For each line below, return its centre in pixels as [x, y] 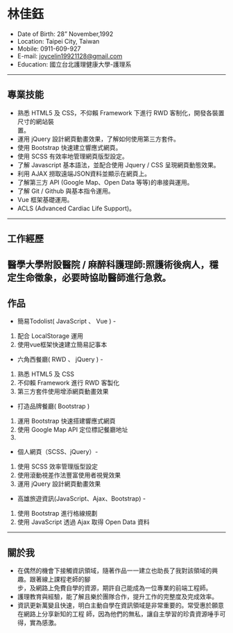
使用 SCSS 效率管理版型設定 [58, 466]
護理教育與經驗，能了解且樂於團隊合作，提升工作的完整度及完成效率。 [118, 597]
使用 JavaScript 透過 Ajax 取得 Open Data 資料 [84, 522]
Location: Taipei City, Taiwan [58, 41]
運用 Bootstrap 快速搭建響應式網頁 [66, 421]
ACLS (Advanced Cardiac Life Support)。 [76, 208]
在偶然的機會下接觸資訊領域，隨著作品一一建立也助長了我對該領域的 [114, 571]
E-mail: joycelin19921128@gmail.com [70, 56]
